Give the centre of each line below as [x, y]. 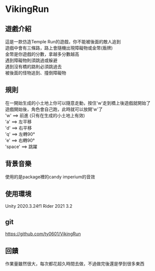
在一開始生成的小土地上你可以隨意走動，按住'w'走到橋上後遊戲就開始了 [78, 103]
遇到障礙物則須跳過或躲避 [31, 60]
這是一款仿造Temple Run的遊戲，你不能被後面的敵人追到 [63, 42]
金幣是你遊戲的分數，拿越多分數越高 [42, 54]
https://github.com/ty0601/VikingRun [43, 234]
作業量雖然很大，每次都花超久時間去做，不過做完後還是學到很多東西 [75, 264]
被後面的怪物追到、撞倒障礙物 [36, 73]
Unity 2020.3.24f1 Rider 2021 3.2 [39, 206]
